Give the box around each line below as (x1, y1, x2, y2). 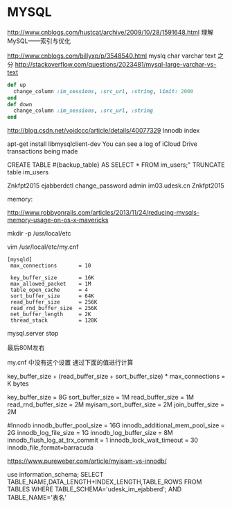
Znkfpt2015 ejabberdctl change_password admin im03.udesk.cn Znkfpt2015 (7, 181, 225, 190)
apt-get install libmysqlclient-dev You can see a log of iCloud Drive (7, 140, 197, 148)
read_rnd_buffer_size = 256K (10, 305, 98, 312)
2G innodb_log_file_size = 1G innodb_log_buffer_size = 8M (7, 429, 173, 437)
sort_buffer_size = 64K (10, 293, 95, 300)
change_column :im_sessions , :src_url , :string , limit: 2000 (13, 88, 194, 95)
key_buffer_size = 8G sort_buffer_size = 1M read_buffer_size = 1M (7, 393, 194, 402)
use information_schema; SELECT (7, 470, 104, 479)
